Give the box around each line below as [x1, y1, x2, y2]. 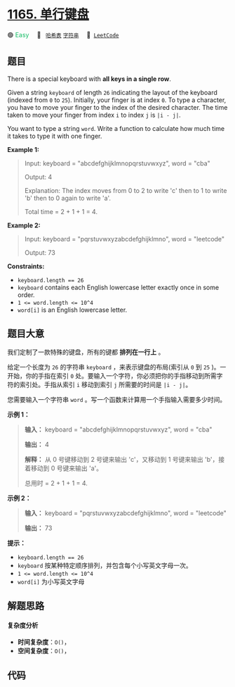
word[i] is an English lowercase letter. [17, 305, 128, 314]
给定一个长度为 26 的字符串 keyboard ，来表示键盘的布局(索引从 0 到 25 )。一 [7, 363, 227, 371]
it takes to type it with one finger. [7, 132, 102, 140]
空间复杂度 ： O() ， [17, 647, 71, 655]
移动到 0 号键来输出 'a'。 [30, 464, 103, 472]
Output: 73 [24, 248, 56, 257]
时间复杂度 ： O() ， [17, 638, 71, 646]
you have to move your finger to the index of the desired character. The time [7, 103, 228, 111]
